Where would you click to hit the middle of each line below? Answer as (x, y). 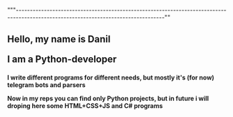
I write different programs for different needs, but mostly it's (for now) (111, 78)
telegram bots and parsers (46, 85)
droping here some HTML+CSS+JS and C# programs (85, 106)
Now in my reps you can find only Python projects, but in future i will (108, 99)
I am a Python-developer (62, 60)
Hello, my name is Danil (59, 39)
